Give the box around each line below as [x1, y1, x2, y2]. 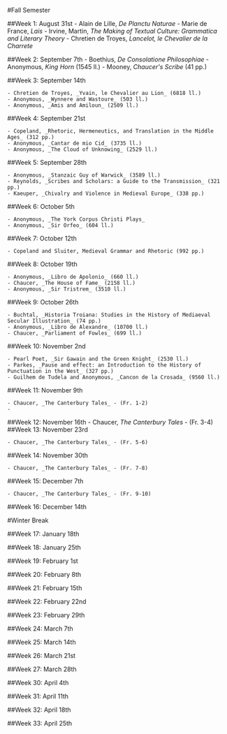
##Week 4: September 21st [7, 115, 86, 122]
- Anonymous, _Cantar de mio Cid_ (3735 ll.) [7, 140, 142, 147]
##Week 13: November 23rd [7, 425, 89, 434]
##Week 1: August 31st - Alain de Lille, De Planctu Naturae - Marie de [7, 20, 207, 27]
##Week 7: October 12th [7, 234, 77, 242]
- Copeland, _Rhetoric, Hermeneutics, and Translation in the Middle [7, 128, 214, 135]
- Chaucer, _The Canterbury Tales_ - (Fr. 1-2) [7, 399, 149, 406]
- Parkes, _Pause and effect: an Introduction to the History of [7, 362, 201, 369]
